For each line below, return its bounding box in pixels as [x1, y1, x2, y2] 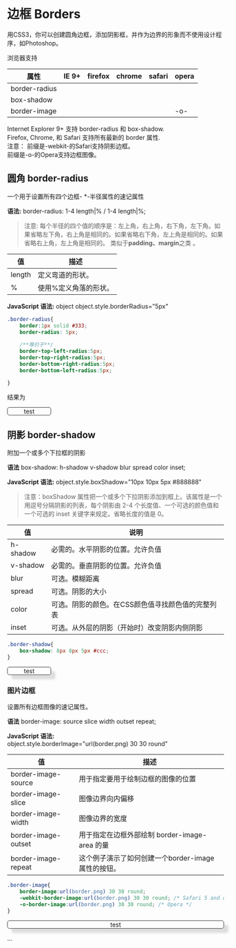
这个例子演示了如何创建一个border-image [78, 854, 215, 863]
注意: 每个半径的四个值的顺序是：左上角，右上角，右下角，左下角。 [23, 221, 215, 229]
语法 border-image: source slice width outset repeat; [7, 717, 156, 725]
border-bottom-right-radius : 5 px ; [19, 360, 116, 367]
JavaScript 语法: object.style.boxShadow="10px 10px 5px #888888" [7, 478, 202, 486]
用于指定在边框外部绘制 [78, 830, 155, 840]
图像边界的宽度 [78, 814, 127, 823]
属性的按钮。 [78, 864, 120, 874]
